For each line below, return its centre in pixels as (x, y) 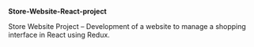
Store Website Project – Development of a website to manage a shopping (127, 26)
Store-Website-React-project (57, 11)
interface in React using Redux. (59, 35)
